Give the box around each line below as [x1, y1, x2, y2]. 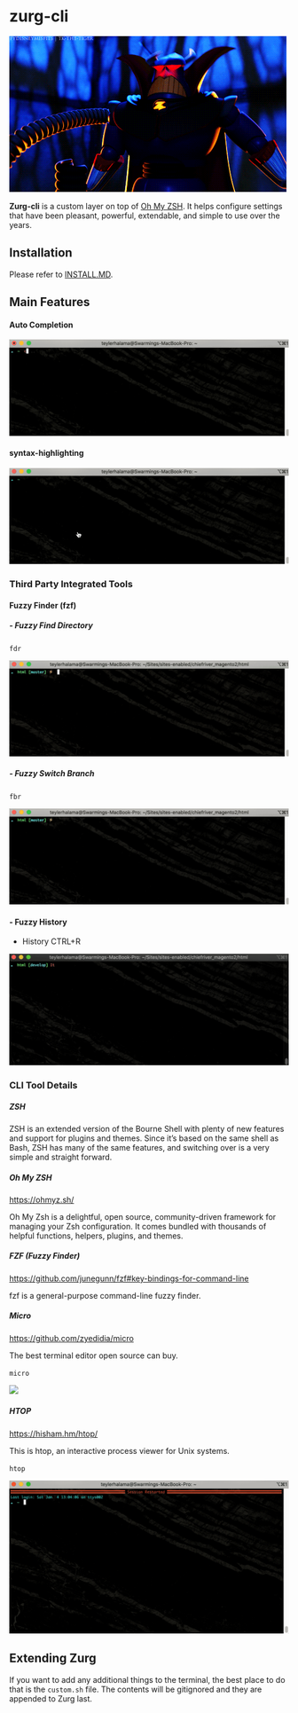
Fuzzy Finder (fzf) [9, 600, 77, 610]
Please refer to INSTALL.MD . [9, 269, 114, 279]
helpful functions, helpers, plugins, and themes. [9, 1230, 184, 1241]
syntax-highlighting [9, 448, 84, 459]
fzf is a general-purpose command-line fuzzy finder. [9, 1290, 201, 1300]
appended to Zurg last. [9, 1693, 93, 1704]
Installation [9, 246, 73, 261]
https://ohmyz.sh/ [9, 1194, 74, 1205]
